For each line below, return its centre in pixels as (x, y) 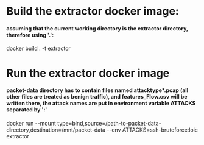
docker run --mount (31, 123)
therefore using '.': (30, 35)
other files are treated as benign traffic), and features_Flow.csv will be (97, 97)
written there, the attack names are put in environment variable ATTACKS (101, 103)
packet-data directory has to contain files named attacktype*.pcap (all (97, 90)
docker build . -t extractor (39, 48)
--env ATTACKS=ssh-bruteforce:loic (152, 130)
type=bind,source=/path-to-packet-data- (109, 123)
